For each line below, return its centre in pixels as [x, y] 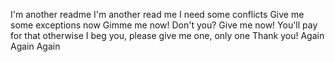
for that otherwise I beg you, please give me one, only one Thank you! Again [167, 35]
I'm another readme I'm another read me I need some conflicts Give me [157, 14]
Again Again [35, 46]
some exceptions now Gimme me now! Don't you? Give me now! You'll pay [164, 25]
